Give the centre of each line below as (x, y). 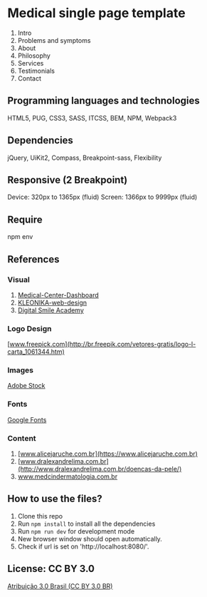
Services (31, 63)
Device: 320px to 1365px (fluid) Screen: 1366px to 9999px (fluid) (102, 197)
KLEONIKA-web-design (52, 302)
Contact (29, 78)
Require (25, 219)
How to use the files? (55, 499)
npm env (20, 237)
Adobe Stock (26, 386)
